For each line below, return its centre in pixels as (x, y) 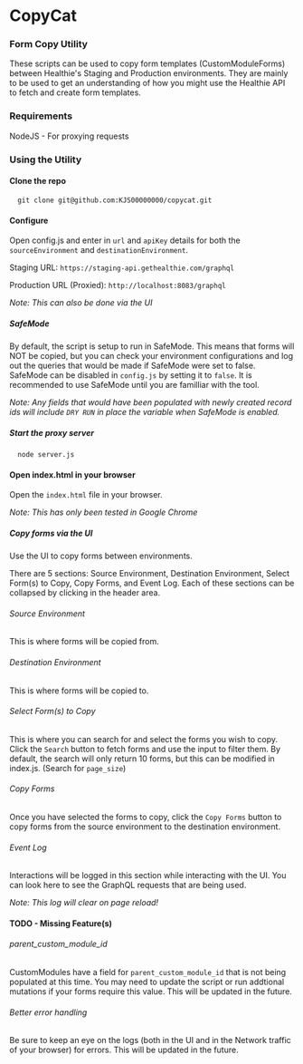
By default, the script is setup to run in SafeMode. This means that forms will (152, 346)
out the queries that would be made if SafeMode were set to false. (133, 366)
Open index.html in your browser (72, 474)
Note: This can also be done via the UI (81, 303)
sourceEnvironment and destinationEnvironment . (99, 250)
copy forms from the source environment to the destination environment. (145, 827)
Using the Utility (46, 160)
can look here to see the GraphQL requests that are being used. (128, 885)
